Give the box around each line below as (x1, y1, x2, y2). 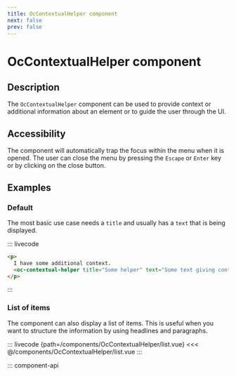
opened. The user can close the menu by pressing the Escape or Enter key (7, 154, 222, 162)
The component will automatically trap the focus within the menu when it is (7, 147, 225, 155)
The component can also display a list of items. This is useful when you (7, 318, 214, 327)
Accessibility (7, 128, 66, 140)
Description (7, 81, 60, 93)
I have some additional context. (13, 260, 112, 267)
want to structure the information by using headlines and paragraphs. (7, 326, 209, 335)
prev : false (7, 23, 42, 30)
